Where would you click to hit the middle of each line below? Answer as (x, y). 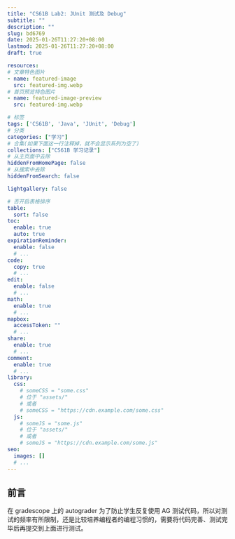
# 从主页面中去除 (29, 157)
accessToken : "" (37, 326)
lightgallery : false (37, 189)
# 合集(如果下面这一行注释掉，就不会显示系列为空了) (73, 144)
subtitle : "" (26, 20)
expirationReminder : (37, 241)
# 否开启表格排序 (29, 201)
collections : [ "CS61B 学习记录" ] (54, 150)
